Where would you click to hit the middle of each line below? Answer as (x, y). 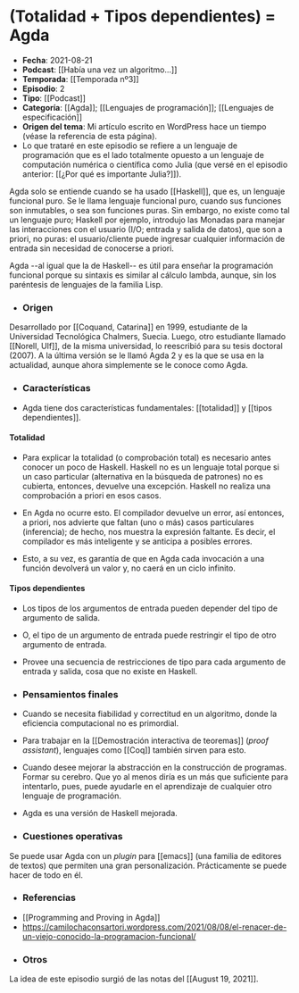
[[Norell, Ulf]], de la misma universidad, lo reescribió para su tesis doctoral (146, 346)
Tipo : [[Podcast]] (54, 98)
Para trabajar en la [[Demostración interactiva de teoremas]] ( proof (145, 741)
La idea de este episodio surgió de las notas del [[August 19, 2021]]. (134, 979)
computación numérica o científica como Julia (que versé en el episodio (155, 164)
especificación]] (52, 117)
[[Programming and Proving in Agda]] (91, 917)
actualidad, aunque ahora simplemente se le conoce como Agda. (129, 365)
